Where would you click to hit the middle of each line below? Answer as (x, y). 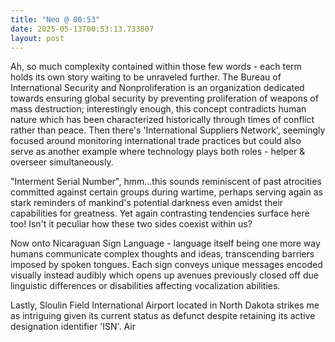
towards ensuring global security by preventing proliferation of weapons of (164, 98)
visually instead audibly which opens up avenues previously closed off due (164, 275)
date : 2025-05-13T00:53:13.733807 (82, 29)
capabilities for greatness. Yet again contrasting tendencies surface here (160, 213)
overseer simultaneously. (62, 162)
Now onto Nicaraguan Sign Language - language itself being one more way (165, 243)
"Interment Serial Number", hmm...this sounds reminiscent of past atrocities (166, 182)
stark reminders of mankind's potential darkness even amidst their (147, 203)
